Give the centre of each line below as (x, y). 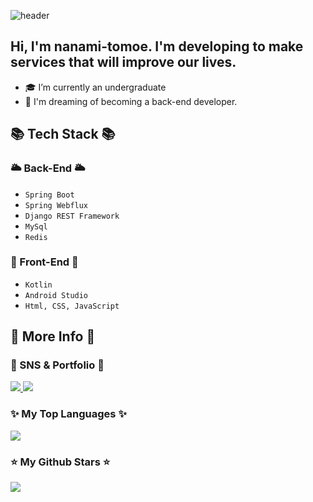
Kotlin (38, 285)
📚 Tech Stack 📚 (63, 134)
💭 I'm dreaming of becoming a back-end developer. (131, 101)
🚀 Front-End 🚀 (44, 262)
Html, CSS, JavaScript (72, 306)
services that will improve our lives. (123, 62)
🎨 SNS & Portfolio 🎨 (57, 365)
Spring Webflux (56, 205)
